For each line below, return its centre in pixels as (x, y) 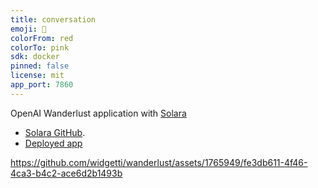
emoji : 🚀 (28, 29)
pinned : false (40, 66)
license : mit (37, 76)
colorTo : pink (40, 47)
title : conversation (53, 19)
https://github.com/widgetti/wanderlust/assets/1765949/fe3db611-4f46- (159, 162)
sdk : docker (35, 57)
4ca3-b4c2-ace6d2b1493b (66, 173)
